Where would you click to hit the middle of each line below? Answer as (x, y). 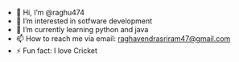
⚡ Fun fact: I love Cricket (57, 51)
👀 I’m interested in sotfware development (84, 21)
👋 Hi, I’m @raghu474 (50, 12)
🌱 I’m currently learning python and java (82, 29)
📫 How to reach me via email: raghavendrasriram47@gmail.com (123, 39)
